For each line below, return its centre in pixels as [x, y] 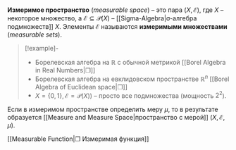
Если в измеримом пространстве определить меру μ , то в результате [113, 110]
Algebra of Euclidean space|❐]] [81, 87]
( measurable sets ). [35, 35]
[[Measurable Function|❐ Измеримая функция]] [78, 139]
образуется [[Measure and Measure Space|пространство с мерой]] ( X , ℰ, [116, 118]
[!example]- [42, 48]
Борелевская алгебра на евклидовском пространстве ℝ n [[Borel [132, 78]
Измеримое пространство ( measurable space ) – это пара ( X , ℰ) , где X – [116, 10]
